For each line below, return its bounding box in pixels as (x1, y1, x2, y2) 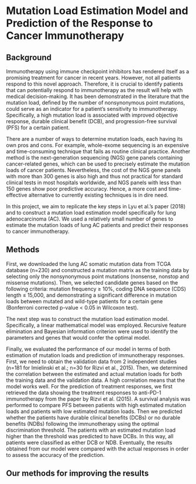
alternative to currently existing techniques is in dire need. (28, 192, 169, 198)
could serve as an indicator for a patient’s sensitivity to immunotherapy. (6, 106, 178, 112)
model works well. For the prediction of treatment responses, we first (6, 383, 173, 390)
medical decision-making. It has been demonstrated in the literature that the (6, 93, 190, 100)
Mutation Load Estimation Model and (6, 4, 188, 18)
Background (6, 52, 51, 62)
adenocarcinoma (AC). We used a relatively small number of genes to (6, 215, 174, 222)
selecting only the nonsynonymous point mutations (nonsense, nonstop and (6, 273, 189, 280)
